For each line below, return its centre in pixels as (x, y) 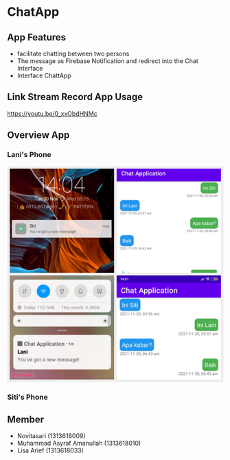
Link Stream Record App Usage (75, 97)
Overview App (38, 135)
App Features (37, 37)
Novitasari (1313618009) (51, 436)
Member (26, 419)
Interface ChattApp (44, 75)
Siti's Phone (27, 397)
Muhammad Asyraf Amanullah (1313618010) (79, 444)
